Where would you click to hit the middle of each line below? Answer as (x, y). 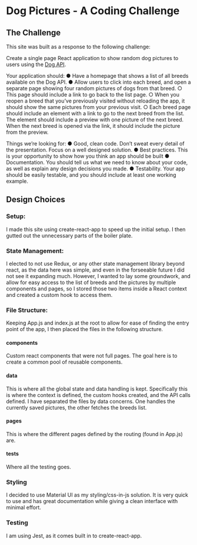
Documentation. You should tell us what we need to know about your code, (97, 162)
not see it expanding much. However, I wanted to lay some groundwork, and (98, 276)
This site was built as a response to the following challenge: (79, 47)
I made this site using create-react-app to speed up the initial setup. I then (96, 229)
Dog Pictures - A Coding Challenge (93, 11)
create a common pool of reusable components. (64, 362)
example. (17, 181)
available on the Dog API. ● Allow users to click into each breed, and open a (98, 82)
